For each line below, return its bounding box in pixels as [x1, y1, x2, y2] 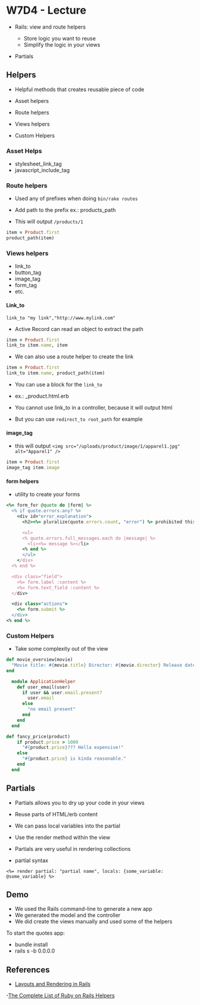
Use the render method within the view [14, 834, 111, 841]
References [6, 965, 50, 975]
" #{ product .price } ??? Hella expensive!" [21, 745, 124, 751]
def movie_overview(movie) [6, 657, 73, 663]
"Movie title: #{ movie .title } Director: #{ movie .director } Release [11, 662, 183, 669]
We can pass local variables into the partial [14, 822, 121, 829]
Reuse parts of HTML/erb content [14, 810, 98, 817]
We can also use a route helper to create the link [14, 353, 134, 360]
